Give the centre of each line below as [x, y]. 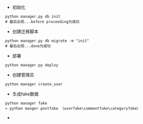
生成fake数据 [25, 94]
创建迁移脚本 [25, 31]
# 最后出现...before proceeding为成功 [42, 22]
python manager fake [26, 103]
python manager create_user [34, 84]
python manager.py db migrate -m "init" [47, 41]
